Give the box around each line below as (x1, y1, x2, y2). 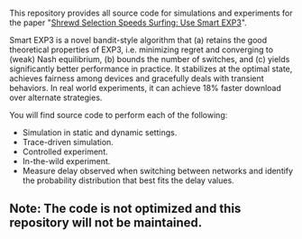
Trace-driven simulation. (22, 137, 114, 147)
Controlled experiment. (22, 146, 108, 157)
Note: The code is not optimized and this (9, 201, 242, 216)
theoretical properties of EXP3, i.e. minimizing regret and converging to (9, 44, 273, 55)
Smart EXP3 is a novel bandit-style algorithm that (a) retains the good (9, 35, 268, 45)
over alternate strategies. (9, 92, 103, 103)
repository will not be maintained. (9, 216, 203, 231)
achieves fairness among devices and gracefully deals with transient (9, 73, 264, 84)
